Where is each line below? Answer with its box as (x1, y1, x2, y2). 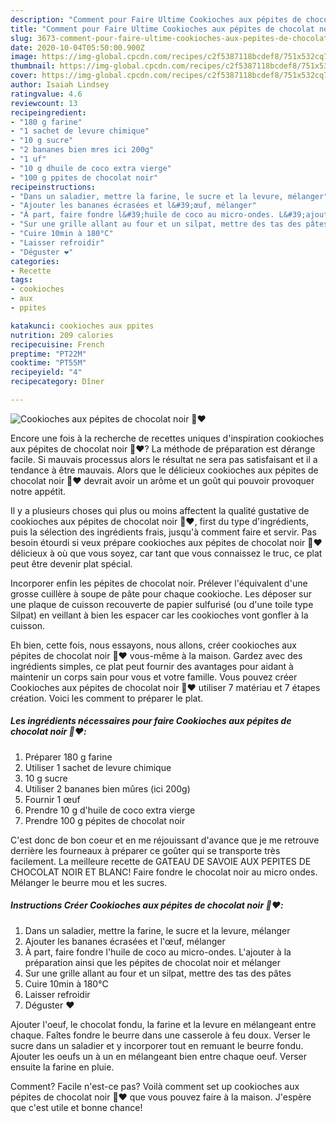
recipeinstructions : (10, 182, 97, 192)
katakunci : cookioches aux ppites (10, 321, 155, 331)
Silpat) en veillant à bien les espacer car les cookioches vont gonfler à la (10, 609, 309, 621)
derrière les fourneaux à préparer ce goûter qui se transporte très (10, 844, 281, 856)
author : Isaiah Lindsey (10, 80, 110, 90)
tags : (10, 275, 33, 285)
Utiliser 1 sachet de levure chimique (24, 761, 172, 773)
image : (10, 52, 38, 62)
